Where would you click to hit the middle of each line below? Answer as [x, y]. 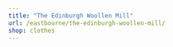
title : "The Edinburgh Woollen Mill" [71, 16]
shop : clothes [32, 30]
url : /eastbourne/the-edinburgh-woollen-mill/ [87, 23]
